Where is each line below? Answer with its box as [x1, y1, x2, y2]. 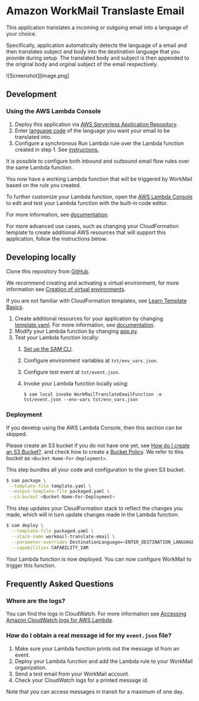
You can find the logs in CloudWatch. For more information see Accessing [6, 610, 187, 617]
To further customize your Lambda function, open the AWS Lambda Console [6, 193, 193, 200]
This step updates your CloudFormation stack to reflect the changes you [6, 505, 183, 512]
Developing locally [6, 252, 76, 263]
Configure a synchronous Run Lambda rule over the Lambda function [14, 140, 184, 147]
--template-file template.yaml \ [8, 483, 92, 489]
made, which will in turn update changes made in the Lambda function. [6, 511, 179, 518]
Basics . [6, 304, 24, 311]
